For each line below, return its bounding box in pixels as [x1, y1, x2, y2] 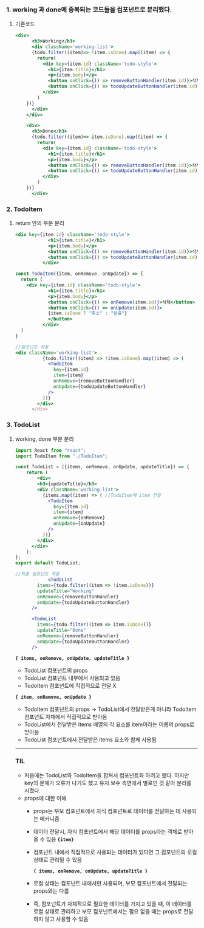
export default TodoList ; [15, 560, 81, 566]
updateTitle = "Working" [37, 588, 95, 594]
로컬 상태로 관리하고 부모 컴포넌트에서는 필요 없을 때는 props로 [33, 907, 182, 915]
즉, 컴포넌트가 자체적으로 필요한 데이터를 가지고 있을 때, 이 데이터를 [33, 900, 192, 907]
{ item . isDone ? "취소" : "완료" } [47, 310, 127, 317]
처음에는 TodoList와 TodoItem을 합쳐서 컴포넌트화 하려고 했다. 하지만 [24, 771, 189, 779]
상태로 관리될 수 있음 [33, 856, 83, 863]
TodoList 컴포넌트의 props [24, 667, 88, 674]
